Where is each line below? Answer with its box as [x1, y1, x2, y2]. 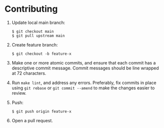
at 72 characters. [11, 70, 47, 76]
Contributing [4, 3, 58, 15]
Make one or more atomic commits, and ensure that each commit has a [11, 60, 156, 65]
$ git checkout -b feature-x [11, 51, 72, 56]
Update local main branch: [11, 20, 65, 25]
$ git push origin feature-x [11, 109, 72, 114]
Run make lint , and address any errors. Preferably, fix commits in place [11, 80, 157, 85]
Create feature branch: [11, 42, 58, 47]
